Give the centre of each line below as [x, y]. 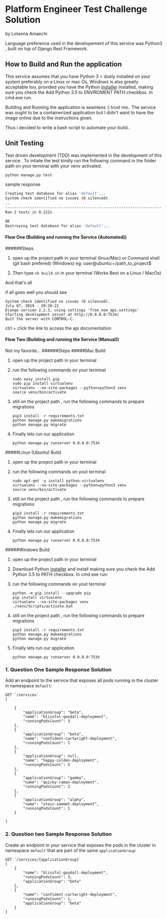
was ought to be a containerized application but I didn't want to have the [80, 112]
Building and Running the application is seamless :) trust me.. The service [81, 107]
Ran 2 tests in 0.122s [29, 212]
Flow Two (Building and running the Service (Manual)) [62, 339]
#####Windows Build [27, 550]
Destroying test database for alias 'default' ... [58, 226]
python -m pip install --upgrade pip [52, 593]
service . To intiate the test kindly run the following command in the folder [81, 160]
